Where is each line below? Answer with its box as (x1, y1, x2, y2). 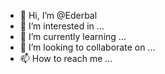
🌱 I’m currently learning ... (19, 31, 127, 42)
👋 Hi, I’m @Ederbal (19, 10, 98, 21)
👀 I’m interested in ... (19, 20, 105, 32)
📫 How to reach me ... (19, 53, 113, 64)
